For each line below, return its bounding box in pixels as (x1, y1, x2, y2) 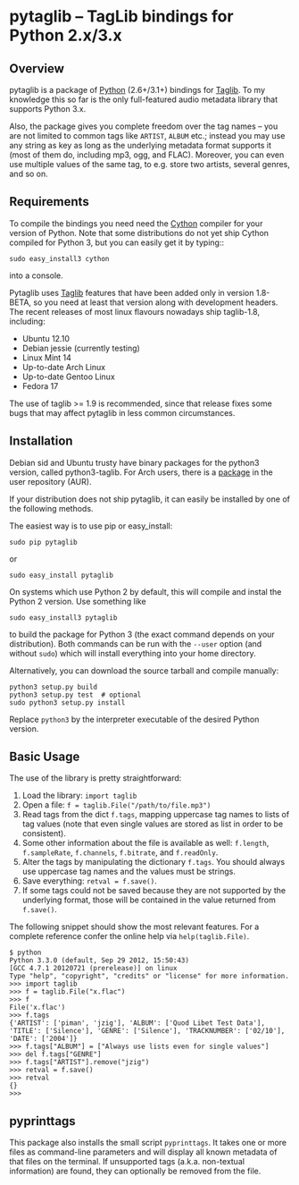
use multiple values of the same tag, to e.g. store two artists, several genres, (9, 159, 290, 169)
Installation (9, 434, 73, 449)
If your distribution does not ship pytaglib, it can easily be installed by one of (9, 494, 290, 504)
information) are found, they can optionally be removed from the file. (9, 1165, 262, 1177)
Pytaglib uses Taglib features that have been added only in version (9, 287, 254, 298)
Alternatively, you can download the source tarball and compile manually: (9, 664, 279, 676)
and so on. (9, 168, 49, 179)
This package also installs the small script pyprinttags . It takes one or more (9, 1138, 287, 1148)
